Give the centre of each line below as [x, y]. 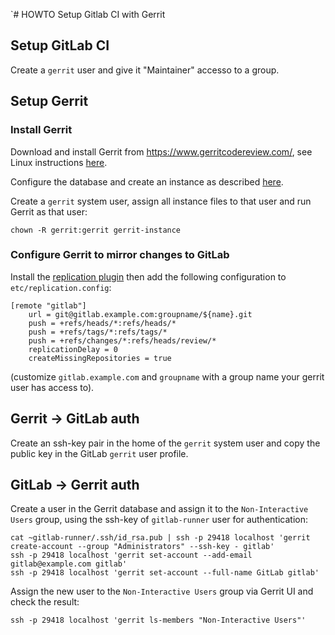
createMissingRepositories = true [100, 358]
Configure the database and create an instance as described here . [147, 181]
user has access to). [52, 387]
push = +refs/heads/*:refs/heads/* [102, 323]
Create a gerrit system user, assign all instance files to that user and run [161, 201]
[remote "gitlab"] [48, 305]
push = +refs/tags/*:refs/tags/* [98, 332]
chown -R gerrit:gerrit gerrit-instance [96, 230]
